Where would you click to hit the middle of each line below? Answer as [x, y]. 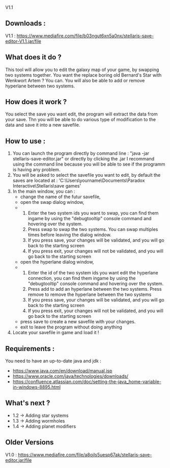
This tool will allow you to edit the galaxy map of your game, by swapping [82, 69]
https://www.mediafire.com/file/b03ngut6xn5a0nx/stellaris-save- [85, 36]
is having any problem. [36, 170]
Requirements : [30, 349]
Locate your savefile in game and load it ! [56, 333]
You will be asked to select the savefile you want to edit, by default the [87, 175]
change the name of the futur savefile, [60, 197]
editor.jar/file [19, 460]
